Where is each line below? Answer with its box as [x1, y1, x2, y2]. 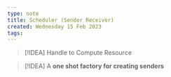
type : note [7, 10, 39, 17]
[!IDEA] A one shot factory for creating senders [24, 62, 165, 70]
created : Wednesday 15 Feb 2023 [7, 23, 102, 30]
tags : [7, 29, 23, 37]
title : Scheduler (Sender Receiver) [7, 17, 114, 24]
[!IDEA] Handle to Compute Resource [24, 49, 132, 57]
